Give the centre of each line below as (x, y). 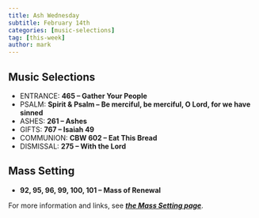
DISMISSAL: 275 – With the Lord (73, 146)
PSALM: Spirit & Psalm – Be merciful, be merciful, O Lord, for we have (135, 104)
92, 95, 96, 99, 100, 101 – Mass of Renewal (90, 190)
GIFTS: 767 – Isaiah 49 (57, 129)
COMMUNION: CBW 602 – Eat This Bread (88, 137)
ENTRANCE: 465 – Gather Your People (84, 96)
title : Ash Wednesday (44, 15)
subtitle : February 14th (49, 23)
